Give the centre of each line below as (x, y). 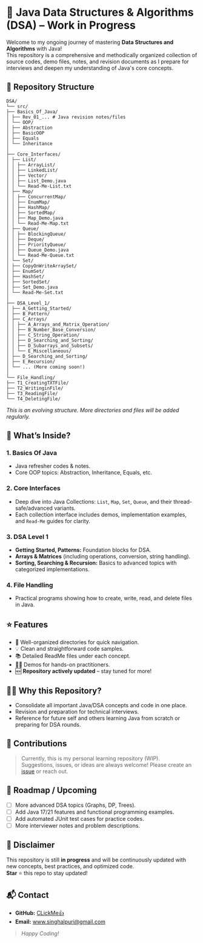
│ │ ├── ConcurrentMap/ (36, 197)
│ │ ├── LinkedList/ (32, 170)
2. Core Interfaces (33, 489)
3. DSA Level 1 (27, 537)
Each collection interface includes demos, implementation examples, (101, 514)
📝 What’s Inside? (38, 436)
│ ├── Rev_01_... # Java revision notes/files (66, 117)
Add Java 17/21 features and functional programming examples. (95, 812)
